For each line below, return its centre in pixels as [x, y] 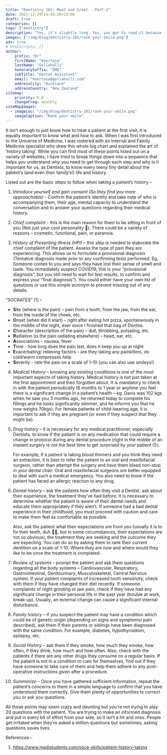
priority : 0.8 [29, 97]
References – [19, 737]
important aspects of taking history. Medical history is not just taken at [85, 377]
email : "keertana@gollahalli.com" [50, 79]
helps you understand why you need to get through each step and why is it [82, 162]
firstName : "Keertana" [38, 61]
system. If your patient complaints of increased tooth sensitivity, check [85, 578]
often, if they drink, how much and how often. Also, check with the [81, 650]
